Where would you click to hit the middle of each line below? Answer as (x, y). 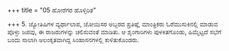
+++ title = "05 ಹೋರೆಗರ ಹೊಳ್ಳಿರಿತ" (52, 10)
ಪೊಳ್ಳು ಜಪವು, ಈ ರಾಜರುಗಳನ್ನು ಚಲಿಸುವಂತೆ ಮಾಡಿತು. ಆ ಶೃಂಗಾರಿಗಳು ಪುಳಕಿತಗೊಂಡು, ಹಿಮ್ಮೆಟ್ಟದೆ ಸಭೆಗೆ (114, 32)
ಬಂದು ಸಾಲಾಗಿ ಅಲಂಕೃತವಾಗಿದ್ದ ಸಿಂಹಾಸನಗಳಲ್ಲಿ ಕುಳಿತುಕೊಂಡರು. (73, 40)
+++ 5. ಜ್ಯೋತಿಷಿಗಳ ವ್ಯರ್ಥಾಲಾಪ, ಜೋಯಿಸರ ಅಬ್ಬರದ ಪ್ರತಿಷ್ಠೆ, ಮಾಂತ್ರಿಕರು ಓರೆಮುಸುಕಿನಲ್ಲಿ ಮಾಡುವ (113, 24)
